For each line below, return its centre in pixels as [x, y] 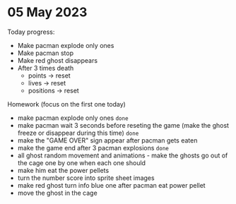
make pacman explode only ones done [73, 118]
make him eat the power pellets [63, 170]
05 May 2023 [47, 12]
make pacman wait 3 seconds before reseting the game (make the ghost [123, 125]
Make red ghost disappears [57, 60]
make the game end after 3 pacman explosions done [93, 148]
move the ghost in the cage [57, 193]
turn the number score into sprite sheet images [86, 178]
